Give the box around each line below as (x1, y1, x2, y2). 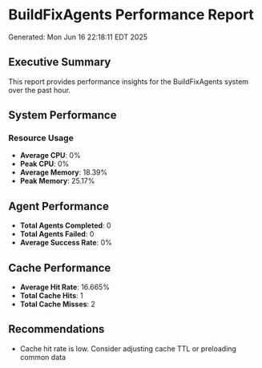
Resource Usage (8, 132, 74, 144)
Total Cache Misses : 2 (19, 299, 96, 309)
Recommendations (8, 322, 105, 336)
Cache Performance (8, 261, 111, 274)
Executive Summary (8, 55, 111, 69)
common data (19, 352, 67, 362)
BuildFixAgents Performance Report (8, 6, 255, 24)
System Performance (8, 108, 117, 122)
